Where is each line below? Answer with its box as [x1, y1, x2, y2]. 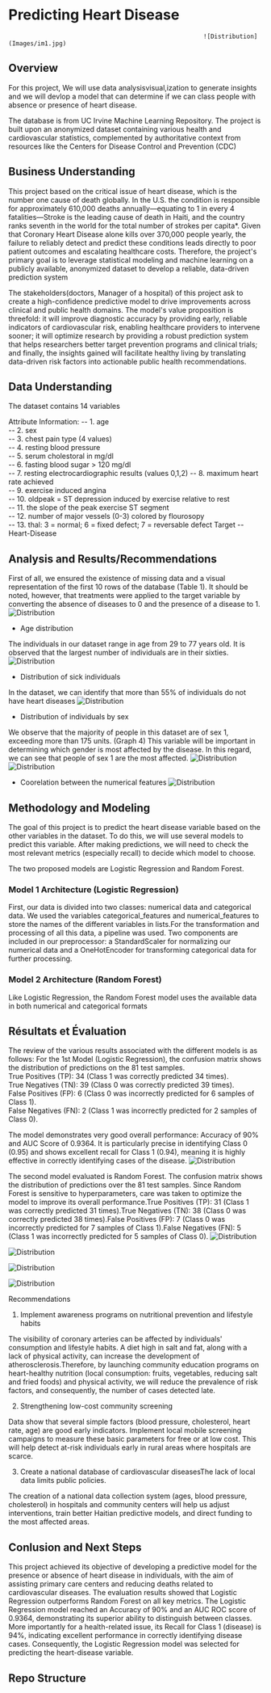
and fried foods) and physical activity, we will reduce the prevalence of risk [8, 1377, 258, 1387]
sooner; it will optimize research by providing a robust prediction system [8, 331, 248, 340]
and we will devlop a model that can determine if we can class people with [8, 91, 256, 101]
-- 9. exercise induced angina [8, 486, 106, 495]
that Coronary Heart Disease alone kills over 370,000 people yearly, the [8, 229, 247, 239]
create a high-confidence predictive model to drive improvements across [8, 297, 252, 306]
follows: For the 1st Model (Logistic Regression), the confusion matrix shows [8, 1055, 262, 1064]
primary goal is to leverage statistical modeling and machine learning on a [8, 255, 254, 264]
